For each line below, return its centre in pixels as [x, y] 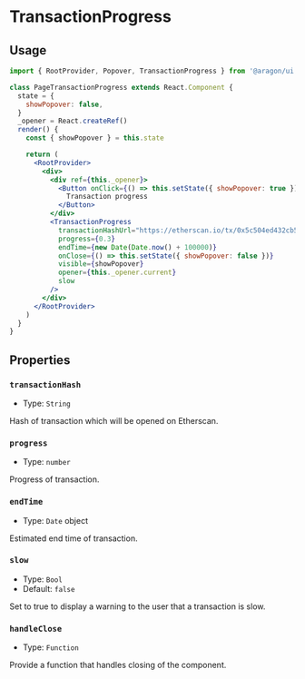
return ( [42, 154]
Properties [40, 360]
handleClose [36, 629]
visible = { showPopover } [101, 264]
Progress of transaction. [54, 479]
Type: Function [50, 647]
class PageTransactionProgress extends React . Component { [121, 87]
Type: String [46, 403]
